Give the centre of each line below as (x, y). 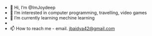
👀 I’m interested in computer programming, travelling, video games (78, 13)
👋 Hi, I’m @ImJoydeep (33, 8)
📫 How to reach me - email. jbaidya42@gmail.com (62, 28)
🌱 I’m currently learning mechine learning (52, 18)
